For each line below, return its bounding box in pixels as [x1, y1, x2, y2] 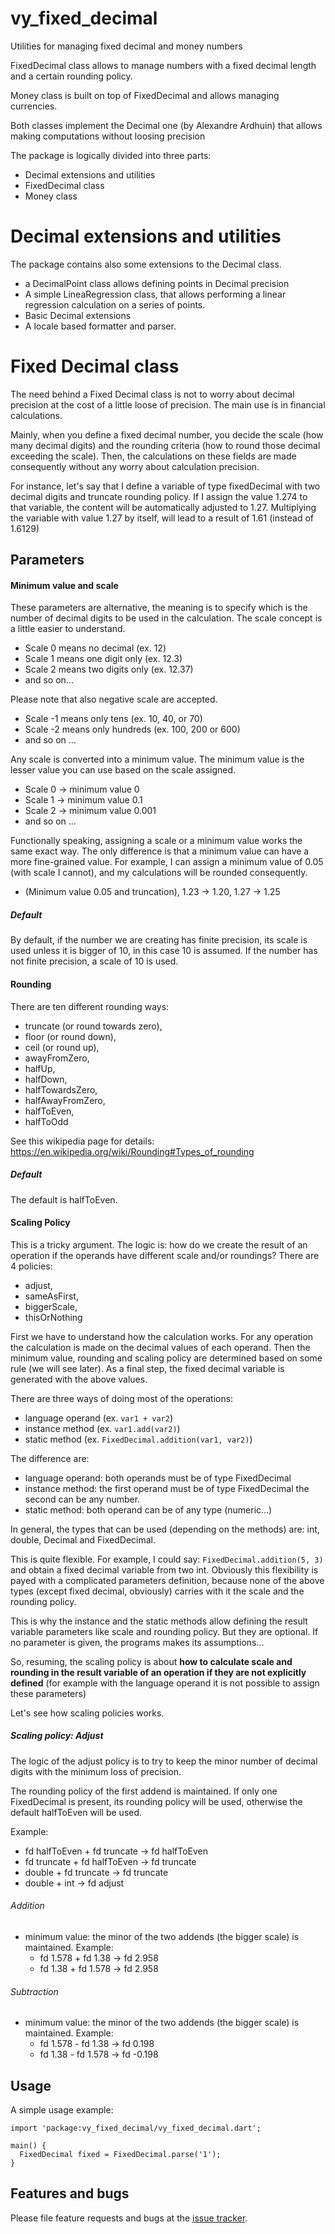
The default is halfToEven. [10, 1193, 118, 1206]
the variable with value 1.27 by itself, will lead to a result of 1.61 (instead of [10, 512, 315, 524]
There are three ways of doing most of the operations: [10, 1392, 234, 1404]
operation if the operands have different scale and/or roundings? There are [10, 1249, 320, 1261]
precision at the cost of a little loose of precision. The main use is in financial [10, 398, 326, 411]
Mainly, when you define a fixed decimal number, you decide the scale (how [10, 428, 324, 441]
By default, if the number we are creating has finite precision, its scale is [10, 934, 308, 946]
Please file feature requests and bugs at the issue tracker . [10, 2212, 248, 2224]
